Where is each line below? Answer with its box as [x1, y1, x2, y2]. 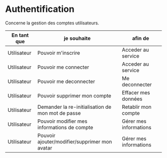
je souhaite [64, 35, 91, 42]
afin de [132, 35, 149, 42]
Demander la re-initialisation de [37, 103, 112, 110]
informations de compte [37, 124, 93, 131]
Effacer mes [121, 89, 150, 96]
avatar [37, 144, 52, 151]
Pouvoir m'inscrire [37, 49, 81, 56]
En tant [11, 31, 29, 38]
